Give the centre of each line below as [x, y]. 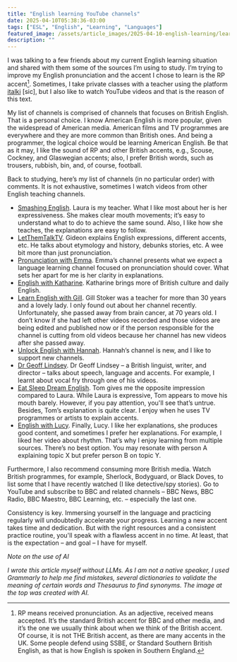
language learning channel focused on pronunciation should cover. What [123, 267]
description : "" [31, 40]
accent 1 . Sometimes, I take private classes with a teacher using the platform [117, 83]
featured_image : [31, 34]
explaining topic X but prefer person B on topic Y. [89, 455]
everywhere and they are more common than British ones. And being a [110, 135]
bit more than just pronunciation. [65, 252]
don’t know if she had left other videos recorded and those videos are [119, 320]
